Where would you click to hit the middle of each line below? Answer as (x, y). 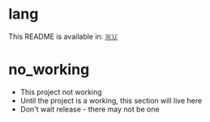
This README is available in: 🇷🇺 (63, 36)
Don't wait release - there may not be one (90, 109)
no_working (49, 70)
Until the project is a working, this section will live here (111, 100)
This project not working (61, 92)
